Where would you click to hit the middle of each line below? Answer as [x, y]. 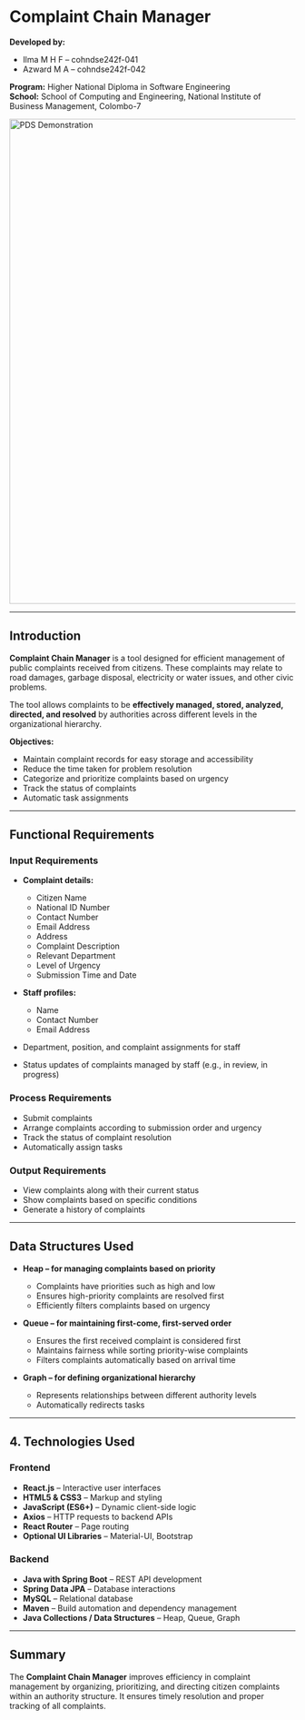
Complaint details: [58, 880]
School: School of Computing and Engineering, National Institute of [135, 96]
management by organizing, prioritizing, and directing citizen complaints [145, 1686]
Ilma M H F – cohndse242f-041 [80, 59]
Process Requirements [60, 1099]
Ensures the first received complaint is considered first [138, 1340]
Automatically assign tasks [73, 1147]
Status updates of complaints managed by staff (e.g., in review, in [145, 1065]
